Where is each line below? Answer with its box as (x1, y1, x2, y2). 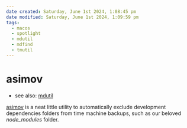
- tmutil (11, 47, 33, 53)
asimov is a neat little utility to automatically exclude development (6, 103, 166, 110)
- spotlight (11, 31, 41, 37)
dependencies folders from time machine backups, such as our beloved (6, 110, 182, 117)
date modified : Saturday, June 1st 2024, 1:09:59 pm (6, 14, 139, 20)
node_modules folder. (6, 116, 59, 123)
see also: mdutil (14, 92, 53, 99)
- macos (11, 25, 31, 31)
